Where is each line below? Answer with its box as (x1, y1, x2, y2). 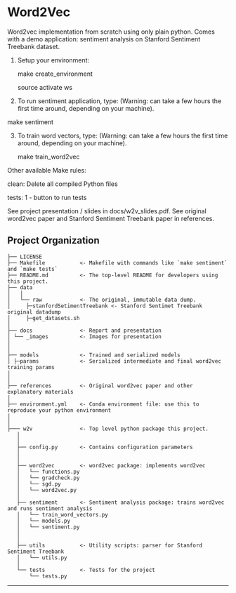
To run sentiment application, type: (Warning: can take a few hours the (17, 96, 222, 105)
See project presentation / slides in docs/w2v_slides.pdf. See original (7, 206, 207, 215)
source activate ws (17, 83, 72, 91)
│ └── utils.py (16, 554, 68, 561)
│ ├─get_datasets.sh (7, 314, 80, 321)
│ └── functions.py (16, 468, 80, 475)
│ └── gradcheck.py (16, 474, 80, 481)
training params (7, 364, 55, 371)
